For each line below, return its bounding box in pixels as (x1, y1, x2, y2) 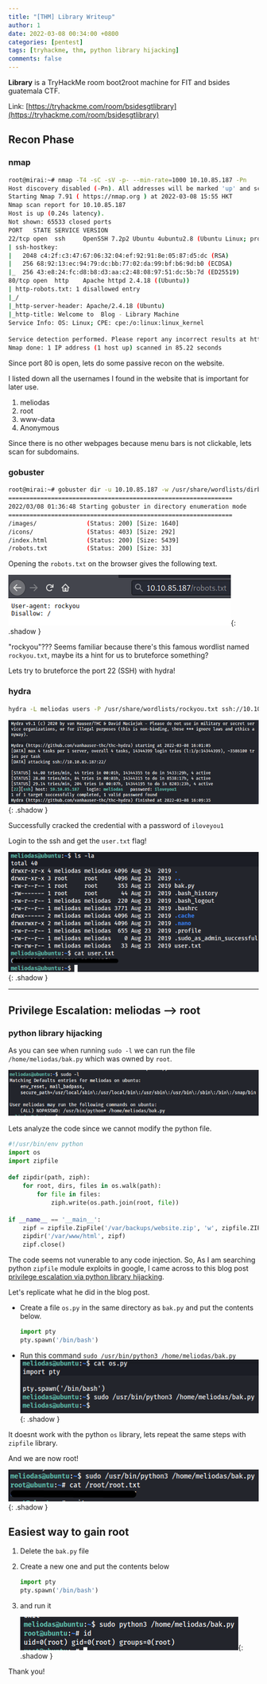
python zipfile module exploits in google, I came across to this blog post (8, 1264, 249, 1273)
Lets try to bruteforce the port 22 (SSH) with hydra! (8, 666, 176, 676)
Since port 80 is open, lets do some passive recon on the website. (8, 358, 225, 368)
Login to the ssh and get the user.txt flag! (8, 836, 147, 846)
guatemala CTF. (8, 86, 60, 96)
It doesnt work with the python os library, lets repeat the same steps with (8, 1430, 246, 1440)
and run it (19, 1601, 52, 1611)
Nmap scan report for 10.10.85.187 (8, 201, 126, 209)
